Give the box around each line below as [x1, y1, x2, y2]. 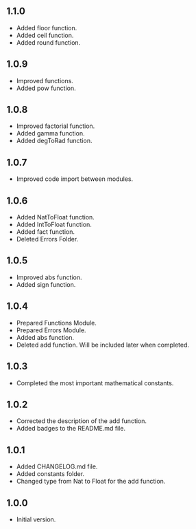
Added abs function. [16, 333, 75, 341]
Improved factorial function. [16, 122, 95, 130]
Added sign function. [16, 280, 76, 288]
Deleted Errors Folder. [16, 235, 79, 244]
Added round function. [16, 38, 81, 47]
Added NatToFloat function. [16, 213, 95, 222]
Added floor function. [16, 23, 77, 32]
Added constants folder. [16, 470, 85, 478]
